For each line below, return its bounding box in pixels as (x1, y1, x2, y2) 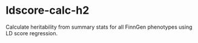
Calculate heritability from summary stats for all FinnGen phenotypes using (5, 23, 193, 30)
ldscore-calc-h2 (5, 4, 90, 17)
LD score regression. (5, 29, 58, 36)
